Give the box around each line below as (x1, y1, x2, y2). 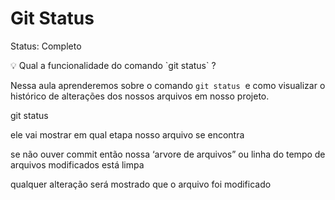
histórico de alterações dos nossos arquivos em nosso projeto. (10, 90, 270, 102)
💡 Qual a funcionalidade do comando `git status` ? (10, 59, 217, 71)
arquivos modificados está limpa (10, 158, 145, 171)
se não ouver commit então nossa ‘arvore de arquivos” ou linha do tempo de (10, 148, 326, 160)
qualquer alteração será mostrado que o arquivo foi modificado (10, 178, 272, 190)
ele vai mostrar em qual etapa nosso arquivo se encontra (10, 128, 245, 141)
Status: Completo (10, 40, 82, 52)
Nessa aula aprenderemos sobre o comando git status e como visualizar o (10, 79, 326, 91)
